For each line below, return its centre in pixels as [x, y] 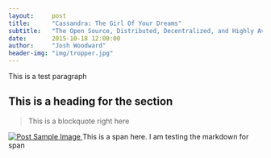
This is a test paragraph [48, 76]
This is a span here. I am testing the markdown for [165, 136]
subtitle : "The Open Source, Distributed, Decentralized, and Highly [131, 31]
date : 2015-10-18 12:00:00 [65, 38]
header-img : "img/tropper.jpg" [61, 53]
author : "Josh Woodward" [57, 46]
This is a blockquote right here [79, 121]
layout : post [38, 16]
